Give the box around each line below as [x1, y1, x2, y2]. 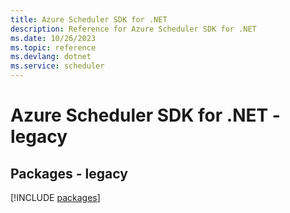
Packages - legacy [10, 165, 128, 182]
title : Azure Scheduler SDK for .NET [10, 14, 168, 25]
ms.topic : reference [10, 42, 97, 53]
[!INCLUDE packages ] [10, 192, 101, 203]
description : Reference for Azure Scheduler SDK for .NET [10, 24, 257, 34]
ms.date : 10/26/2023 [10, 33, 97, 43]
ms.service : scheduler [10, 61, 105, 71]
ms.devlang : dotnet [10, 52, 92, 62]
